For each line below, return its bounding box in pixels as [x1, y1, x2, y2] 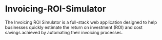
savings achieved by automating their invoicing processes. [5, 29, 123, 35]
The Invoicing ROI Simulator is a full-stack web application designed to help [5, 19, 157, 25]
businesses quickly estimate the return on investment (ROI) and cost [5, 24, 143, 30]
